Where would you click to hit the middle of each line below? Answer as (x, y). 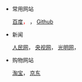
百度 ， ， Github (32, 22)
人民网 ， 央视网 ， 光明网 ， (46, 47)
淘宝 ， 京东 (26, 73)
